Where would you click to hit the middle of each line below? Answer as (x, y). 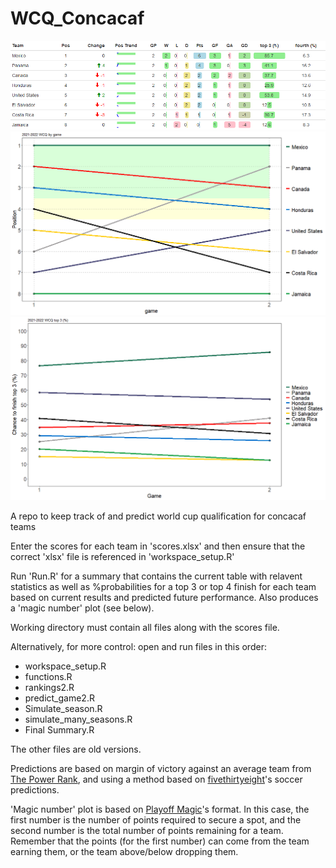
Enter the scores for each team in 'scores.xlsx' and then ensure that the (158, 546)
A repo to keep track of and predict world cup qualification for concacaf (158, 516)
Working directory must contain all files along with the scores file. (145, 628)
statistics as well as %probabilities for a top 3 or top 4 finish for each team (163, 587)
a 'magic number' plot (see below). (82, 608)
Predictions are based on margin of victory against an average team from (161, 769)
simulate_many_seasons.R (78, 719)
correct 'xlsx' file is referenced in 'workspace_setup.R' (122, 557)
